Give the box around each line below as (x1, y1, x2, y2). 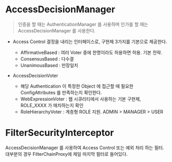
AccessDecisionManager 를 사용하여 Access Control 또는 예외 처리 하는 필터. (5, 145, 164, 151)
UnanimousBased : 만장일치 (20, 62, 79, 68)
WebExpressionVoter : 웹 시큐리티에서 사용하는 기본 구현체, (20, 96, 141, 102)
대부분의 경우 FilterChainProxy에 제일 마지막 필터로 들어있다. (5, 151, 128, 157)
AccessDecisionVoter (12, 72, 59, 78)
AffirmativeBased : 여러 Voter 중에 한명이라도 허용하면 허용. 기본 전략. (20, 49, 163, 55)
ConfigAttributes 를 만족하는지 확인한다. (20, 89, 102, 95)
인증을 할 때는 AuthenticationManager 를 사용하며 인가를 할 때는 (17, 21, 148, 27)
